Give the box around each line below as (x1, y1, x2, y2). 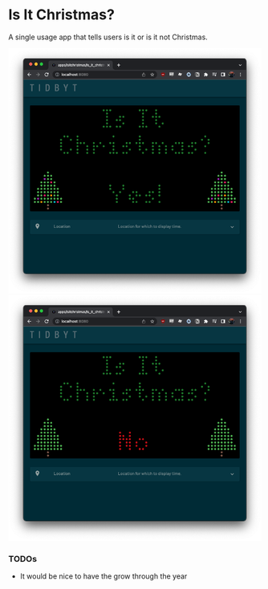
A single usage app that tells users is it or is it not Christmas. (8, 32, 209, 42)
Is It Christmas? (8, 6, 115, 24)
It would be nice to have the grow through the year (19, 571, 188, 581)
